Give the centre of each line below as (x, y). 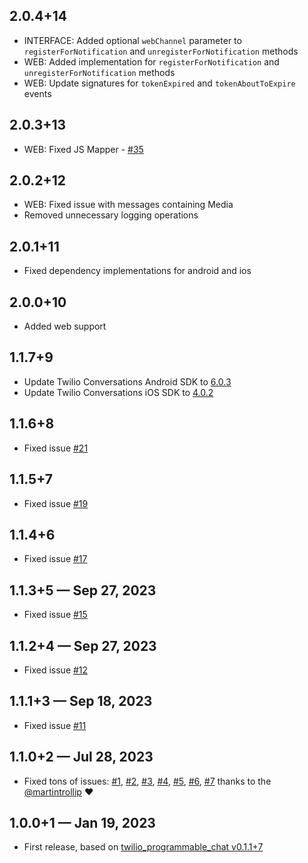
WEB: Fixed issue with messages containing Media (128, 205)
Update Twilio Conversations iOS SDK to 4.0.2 (118, 392)
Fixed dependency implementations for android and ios (137, 271)
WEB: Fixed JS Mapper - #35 (83, 149)
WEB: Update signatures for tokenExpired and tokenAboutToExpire (159, 83)
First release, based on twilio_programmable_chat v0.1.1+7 (143, 847)
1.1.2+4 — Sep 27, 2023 (83, 645)
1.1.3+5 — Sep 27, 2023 (83, 590)
